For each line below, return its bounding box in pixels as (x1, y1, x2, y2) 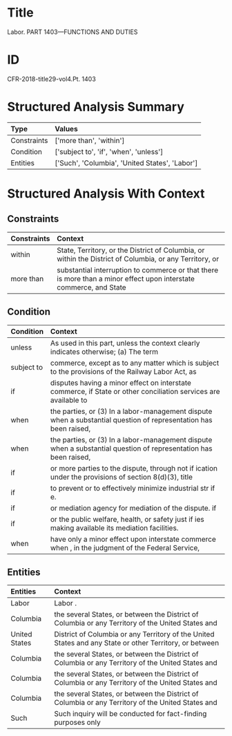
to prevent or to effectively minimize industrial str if (50, 483, 215, 493)
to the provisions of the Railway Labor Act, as (50, 366, 197, 376)
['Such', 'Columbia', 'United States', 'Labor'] (55, 158, 198, 167)
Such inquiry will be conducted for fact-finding (54, 709, 207, 719)
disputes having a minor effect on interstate (50, 378, 192, 388)
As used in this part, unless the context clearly (50, 338, 200, 348)
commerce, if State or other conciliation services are (50, 386, 220, 396)
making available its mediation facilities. (50, 523, 179, 533)
